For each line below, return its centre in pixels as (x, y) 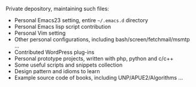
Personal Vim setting (40, 33)
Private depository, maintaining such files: (57, 9)
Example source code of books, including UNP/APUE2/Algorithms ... (99, 78)
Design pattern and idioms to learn (57, 71)
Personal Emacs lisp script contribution (63, 27)
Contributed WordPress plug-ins (54, 52)
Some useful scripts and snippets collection (68, 65)
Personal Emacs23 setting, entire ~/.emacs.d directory (81, 20)
